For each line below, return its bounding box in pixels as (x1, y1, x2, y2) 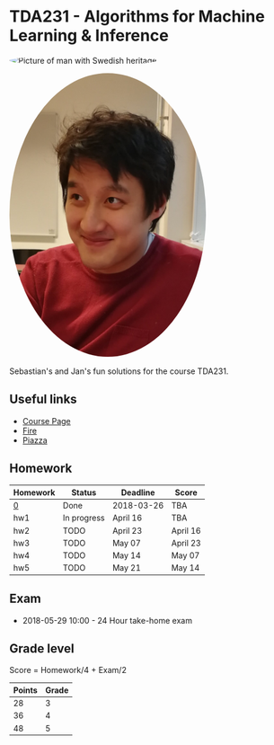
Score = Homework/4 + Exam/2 (9, 665, 128, 676)
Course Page (22, 415, 72, 426)
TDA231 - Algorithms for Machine (9, 6, 265, 27)
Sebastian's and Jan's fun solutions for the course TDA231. (9, 366, 229, 377)
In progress (62, 512, 105, 523)
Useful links (9, 392, 78, 407)
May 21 (111, 563, 141, 573)
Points (13, 685, 38, 696)
